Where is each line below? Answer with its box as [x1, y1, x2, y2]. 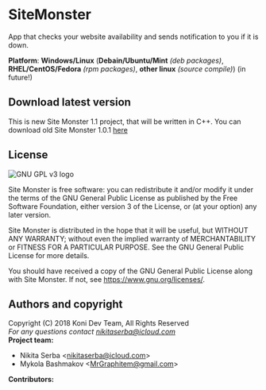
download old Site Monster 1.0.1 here [8, 125, 129, 134]
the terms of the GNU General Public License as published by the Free [8, 193, 238, 203]
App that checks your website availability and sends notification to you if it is [8, 32, 259, 41]
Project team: [8, 335, 54, 345]
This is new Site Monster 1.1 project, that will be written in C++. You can [8, 117, 241, 126]
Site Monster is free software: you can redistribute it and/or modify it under [8, 184, 254, 194]
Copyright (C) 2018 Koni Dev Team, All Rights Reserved [8, 319, 189, 328]
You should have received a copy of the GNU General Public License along [8, 266, 253, 276]
